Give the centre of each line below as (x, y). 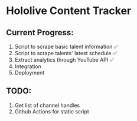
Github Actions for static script (52, 111)
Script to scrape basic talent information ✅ (66, 46)
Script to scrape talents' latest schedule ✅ (66, 53)
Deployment (30, 73)
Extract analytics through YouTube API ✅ (64, 60)
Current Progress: (40, 33)
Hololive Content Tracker (69, 11)
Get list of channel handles (47, 105)
